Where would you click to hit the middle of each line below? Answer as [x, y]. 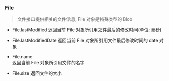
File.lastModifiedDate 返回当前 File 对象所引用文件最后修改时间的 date [85, 40]
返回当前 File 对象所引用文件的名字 [48, 63]
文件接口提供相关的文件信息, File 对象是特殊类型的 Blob [75, 19]
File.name [22, 57]
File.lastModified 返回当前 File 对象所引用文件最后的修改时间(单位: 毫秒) [87, 30]
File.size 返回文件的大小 [37, 73]
